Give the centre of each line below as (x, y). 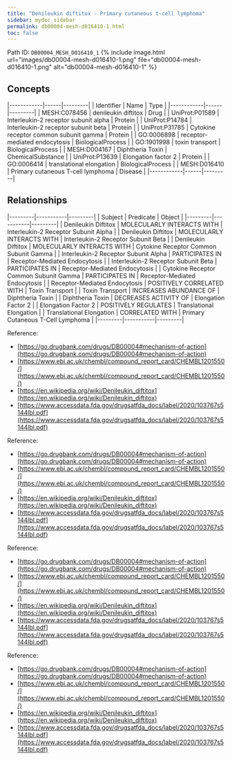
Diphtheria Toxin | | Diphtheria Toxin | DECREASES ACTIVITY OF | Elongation (116, 298)
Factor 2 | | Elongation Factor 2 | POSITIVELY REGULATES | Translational (110, 305)
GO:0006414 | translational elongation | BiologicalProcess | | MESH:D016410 (116, 164)
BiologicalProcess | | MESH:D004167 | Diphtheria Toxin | (87, 150)
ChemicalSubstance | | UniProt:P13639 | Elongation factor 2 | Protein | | (109, 157)
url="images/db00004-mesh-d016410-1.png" (72, 60)
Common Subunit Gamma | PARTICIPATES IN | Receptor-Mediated (101, 275)
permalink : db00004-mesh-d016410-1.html (66, 26)
